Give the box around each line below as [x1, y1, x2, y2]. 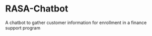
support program [5, 24, 41, 30]
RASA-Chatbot [5, 3, 68, 14]
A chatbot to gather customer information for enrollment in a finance [5, 19, 147, 25]
